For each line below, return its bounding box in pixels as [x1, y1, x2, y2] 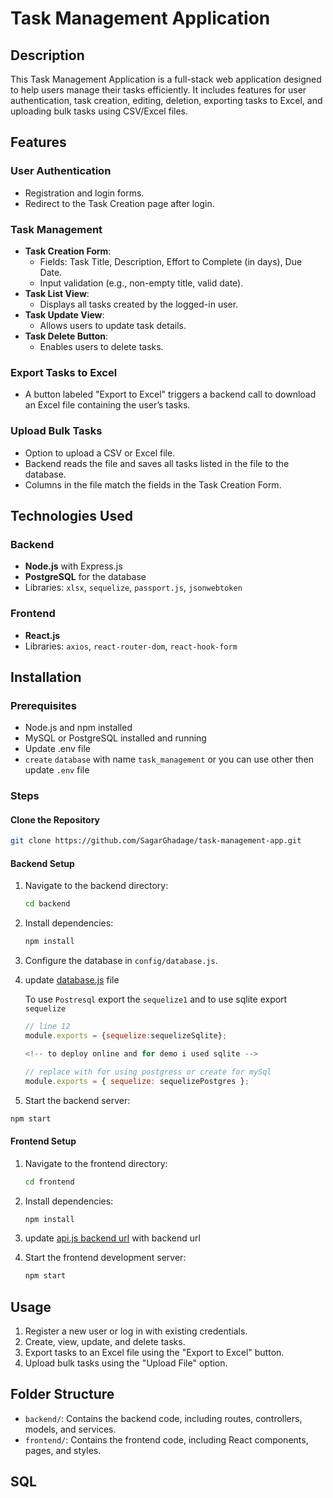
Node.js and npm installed [24, 722, 133, 734]
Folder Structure [10, 1386, 115, 1403]
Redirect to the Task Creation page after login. [24, 197, 215, 209]
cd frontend [24, 1177, 75, 1187]
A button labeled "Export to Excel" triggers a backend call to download [24, 388, 317, 401]
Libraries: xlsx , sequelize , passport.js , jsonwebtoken [24, 582, 243, 594]
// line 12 [24, 1022, 71, 1032]
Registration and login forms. [24, 187, 145, 199]
